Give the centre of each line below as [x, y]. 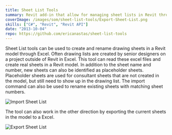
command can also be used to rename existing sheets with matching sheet [84, 86]
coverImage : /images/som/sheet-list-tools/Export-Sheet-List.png [76, 19]
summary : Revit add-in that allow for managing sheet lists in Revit [81, 15]
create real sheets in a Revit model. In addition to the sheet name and [78, 65]
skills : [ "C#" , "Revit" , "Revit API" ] [47, 24]
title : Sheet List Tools [32, 10]
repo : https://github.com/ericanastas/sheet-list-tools [66, 34]
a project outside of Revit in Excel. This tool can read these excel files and [83, 59]
